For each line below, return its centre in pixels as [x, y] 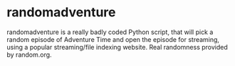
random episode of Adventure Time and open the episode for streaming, [113, 39]
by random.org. [29, 55]
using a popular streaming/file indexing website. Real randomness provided [117, 47]
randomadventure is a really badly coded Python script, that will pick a [110, 32]
